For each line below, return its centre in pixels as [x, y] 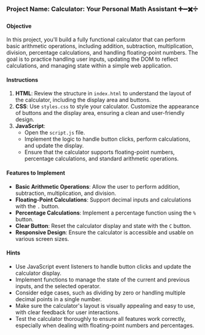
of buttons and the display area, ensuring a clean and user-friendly [100, 113]
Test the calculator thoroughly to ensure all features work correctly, [100, 318]
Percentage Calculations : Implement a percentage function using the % [106, 213]
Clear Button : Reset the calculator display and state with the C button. [103, 226]
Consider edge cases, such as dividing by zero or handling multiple [100, 293]
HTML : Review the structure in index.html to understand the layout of [103, 93]
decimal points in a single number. [59, 299]
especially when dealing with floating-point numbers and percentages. [105, 325]
